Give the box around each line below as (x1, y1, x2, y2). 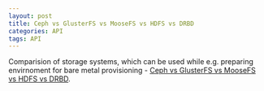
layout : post (8, 11, 53, 20)
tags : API (8, 34, 42, 43)
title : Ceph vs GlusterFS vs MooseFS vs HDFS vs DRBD (8, 19, 195, 28)
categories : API (8, 27, 63, 35)
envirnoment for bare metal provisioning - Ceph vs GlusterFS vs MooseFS (8, 66, 256, 76)
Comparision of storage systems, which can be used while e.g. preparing (8, 57, 253, 67)
